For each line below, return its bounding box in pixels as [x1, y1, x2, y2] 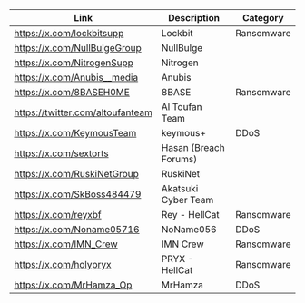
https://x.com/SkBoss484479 [14, 188, 142, 200]
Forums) [161, 153, 198, 165]
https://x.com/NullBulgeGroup [14, 42, 143, 54]
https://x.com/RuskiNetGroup [14, 168, 139, 180]
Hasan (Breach [161, 142, 225, 153]
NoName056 [161, 223, 217, 235]
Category [241, 12, 284, 24]
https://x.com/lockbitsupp [14, 27, 124, 39]
